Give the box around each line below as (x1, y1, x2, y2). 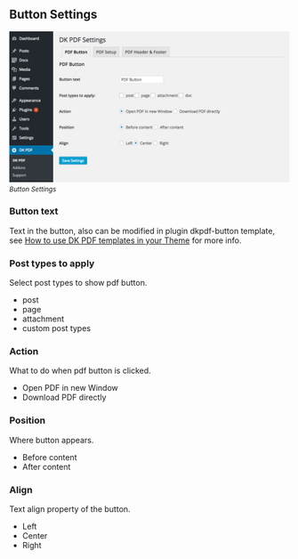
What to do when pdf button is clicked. (9, 365, 151, 377)
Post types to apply (9, 257, 95, 270)
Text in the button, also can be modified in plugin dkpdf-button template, (9, 225, 276, 236)
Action (9, 345, 39, 358)
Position (9, 414, 46, 426)
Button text (9, 205, 59, 217)
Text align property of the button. (9, 504, 131, 514)
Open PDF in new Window (21, 383, 118, 393)
